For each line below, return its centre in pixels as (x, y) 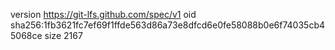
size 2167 (63, 35)
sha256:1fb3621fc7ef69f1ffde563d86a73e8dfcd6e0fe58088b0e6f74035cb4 (168, 25)
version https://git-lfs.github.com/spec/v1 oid (103, 14)
